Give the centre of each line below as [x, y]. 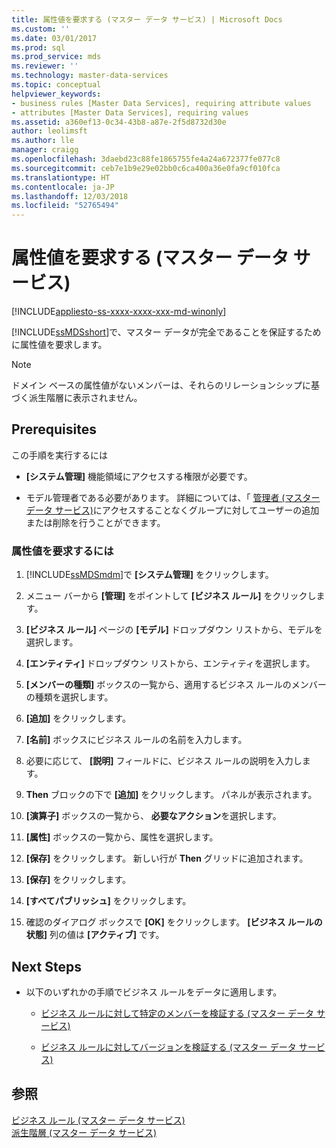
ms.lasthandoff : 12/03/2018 [70, 196]
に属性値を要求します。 [59, 345]
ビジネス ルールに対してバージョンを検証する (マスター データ [168, 1047]
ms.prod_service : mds [56, 57]
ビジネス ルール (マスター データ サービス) [98, 1120]
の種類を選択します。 [69, 697]
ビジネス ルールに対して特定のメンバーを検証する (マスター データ [177, 1013]
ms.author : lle [43, 141]
